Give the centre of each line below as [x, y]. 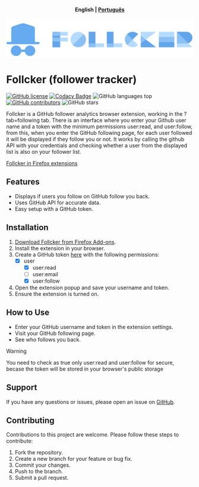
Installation [27, 228]
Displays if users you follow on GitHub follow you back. [82, 196]
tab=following [23, 120]
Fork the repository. [39, 453]
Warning [16, 351]
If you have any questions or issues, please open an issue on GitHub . [91, 401]
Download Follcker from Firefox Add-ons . [65, 242]
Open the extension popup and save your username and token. [92, 287]
